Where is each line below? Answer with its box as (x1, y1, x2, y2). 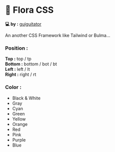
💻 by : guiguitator (5, 21, 42, 27)
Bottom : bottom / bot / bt (5, 61, 57, 67)
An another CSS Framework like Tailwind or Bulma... (5, 32, 111, 38)
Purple (12, 137, 26, 143)
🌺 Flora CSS (5, 4, 54, 16)
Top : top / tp (5, 56, 32, 62)
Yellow (12, 116, 26, 122)
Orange (12, 121, 28, 127)
